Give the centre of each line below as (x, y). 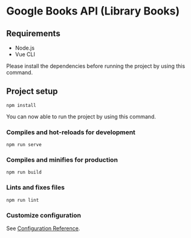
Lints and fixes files (36, 187)
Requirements (33, 34)
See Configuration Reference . (43, 228)
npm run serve (24, 145)
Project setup (32, 92)
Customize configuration (44, 215)
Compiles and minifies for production (62, 160)
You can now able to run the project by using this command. (81, 117)
